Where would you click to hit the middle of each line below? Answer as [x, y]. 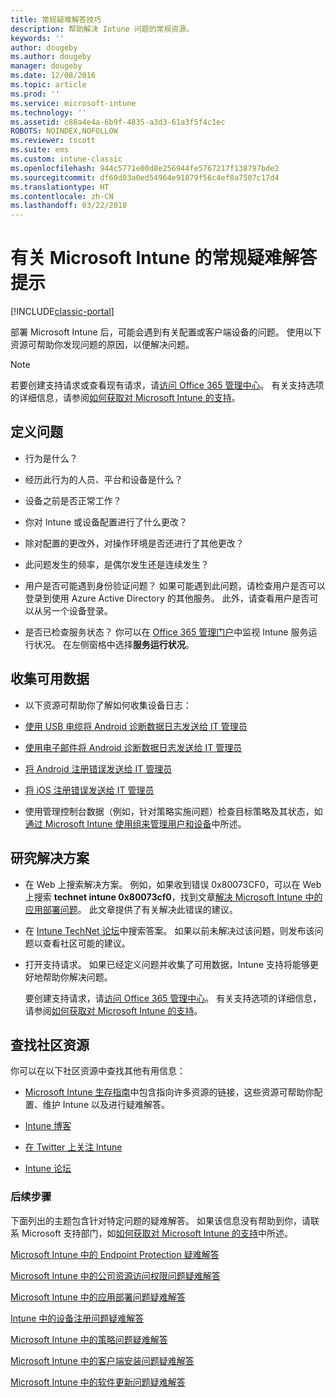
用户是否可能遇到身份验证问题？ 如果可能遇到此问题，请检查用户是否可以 [175, 585]
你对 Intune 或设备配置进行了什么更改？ [106, 522]
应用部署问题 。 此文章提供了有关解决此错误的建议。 [131, 909]
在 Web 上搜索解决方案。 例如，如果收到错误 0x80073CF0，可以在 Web [173, 884]
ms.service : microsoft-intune [73, 103]
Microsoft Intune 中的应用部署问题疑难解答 [98, 1297]
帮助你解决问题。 [77, 977]
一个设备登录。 [82, 610]
